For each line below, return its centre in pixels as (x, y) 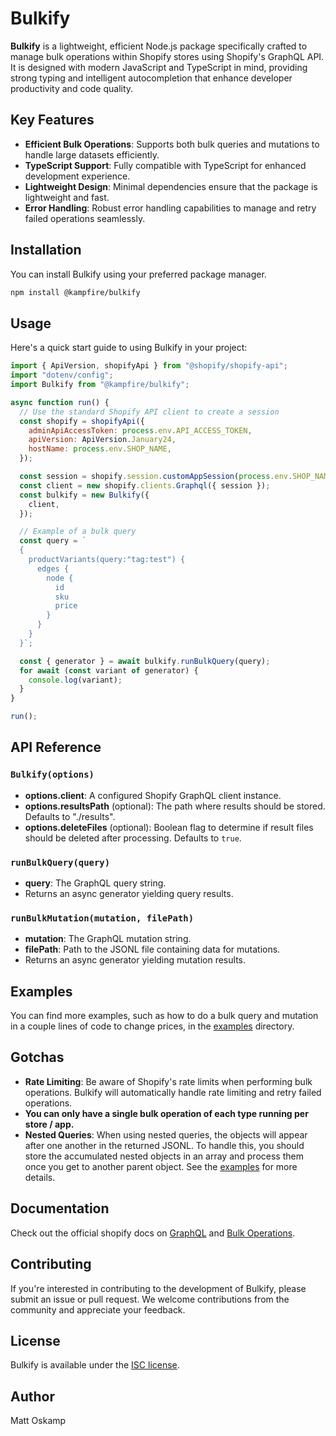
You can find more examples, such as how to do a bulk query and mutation (164, 1016)
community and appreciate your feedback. (98, 1309)
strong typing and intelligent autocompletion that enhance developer (151, 78)
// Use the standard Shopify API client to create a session (149, 412)
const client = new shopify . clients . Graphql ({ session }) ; (145, 485)
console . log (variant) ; (75, 680)
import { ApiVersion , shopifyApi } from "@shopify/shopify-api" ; (149, 366)
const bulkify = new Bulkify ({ (84, 495)
